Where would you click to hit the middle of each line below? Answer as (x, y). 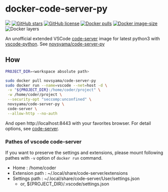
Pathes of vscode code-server (44, 141)
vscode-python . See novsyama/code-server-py (55, 44)
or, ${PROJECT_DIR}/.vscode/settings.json (65, 184)
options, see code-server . (32, 128)
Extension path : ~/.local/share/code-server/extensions (70, 173)
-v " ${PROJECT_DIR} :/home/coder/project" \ (54, 90)
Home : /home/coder (34, 168)
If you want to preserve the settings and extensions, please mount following (84, 153)
